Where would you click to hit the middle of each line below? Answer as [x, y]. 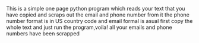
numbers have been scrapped [43, 34]
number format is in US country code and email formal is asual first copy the [99, 21]
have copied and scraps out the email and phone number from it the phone [98, 15]
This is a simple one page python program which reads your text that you [96, 9]
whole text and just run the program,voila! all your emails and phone [89, 27]
